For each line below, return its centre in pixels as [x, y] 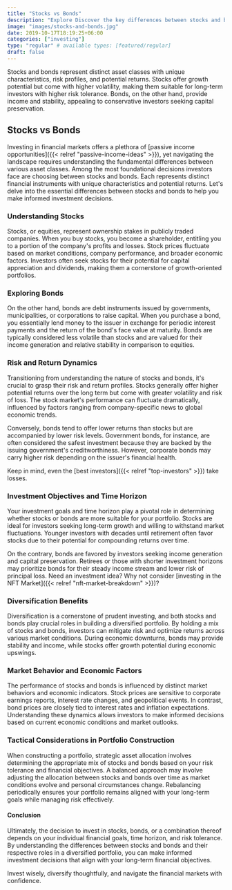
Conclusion [24, 815]
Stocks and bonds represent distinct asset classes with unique [96, 72]
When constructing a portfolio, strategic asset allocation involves [99, 755]
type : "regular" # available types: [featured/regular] [89, 46]
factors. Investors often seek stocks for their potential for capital [98, 261]
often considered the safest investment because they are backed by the [109, 442]
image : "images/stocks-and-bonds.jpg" [63, 26]
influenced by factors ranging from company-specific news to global [105, 407]
